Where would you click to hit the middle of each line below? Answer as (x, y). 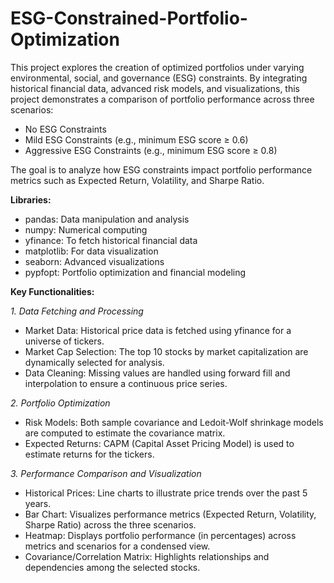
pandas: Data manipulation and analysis (107, 219)
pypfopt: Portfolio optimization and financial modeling (135, 272)
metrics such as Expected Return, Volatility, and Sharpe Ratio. (137, 180)
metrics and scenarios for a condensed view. (117, 546)
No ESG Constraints (65, 129)
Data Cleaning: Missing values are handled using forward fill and (157, 373)
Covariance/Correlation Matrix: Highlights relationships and (147, 556)
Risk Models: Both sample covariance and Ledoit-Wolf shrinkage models (174, 422)
